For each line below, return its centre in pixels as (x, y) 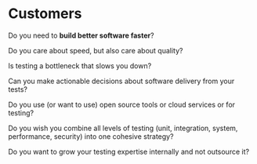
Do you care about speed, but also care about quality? (96, 50)
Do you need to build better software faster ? (81, 35)
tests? (18, 89)
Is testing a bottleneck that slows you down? (80, 66)
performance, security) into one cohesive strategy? (91, 136)
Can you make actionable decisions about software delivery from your (121, 81)
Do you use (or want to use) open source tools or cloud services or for (122, 104)
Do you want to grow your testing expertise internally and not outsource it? (128, 151)
